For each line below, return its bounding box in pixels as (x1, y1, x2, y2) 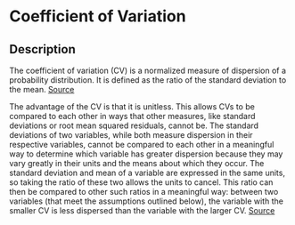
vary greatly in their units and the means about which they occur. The (9, 158, 265, 168)
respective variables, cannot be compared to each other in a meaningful (9, 140, 275, 149)
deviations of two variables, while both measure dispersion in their (9, 130, 253, 140)
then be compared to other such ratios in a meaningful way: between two (9, 187, 279, 197)
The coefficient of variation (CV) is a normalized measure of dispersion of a (9, 65, 287, 76)
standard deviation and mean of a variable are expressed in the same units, (9, 167, 285, 178)
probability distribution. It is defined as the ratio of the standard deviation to (9, 75, 287, 85)
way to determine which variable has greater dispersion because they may (9, 149, 283, 159)
